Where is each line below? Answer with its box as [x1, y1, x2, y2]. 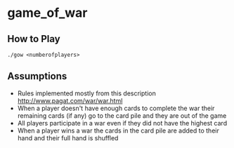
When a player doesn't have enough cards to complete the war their [17, 104, 215, 112]
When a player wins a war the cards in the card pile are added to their [17, 126, 219, 135]
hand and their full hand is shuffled [17, 133, 119, 142]
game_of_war [7, 5, 88, 21]
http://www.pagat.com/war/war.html [17, 96, 123, 105]
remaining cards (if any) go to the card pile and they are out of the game [17, 111, 227, 120]
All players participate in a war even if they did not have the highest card [17, 119, 227, 127]
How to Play [7, 33, 61, 45]
